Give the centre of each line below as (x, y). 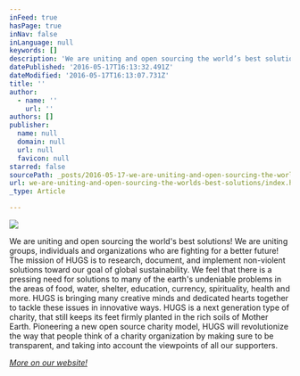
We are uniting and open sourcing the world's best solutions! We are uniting (149, 241)
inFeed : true (33, 17)
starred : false (37, 167)
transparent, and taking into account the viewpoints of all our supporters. (144, 345)
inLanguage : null (42, 42)
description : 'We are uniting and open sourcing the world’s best (135, 59)
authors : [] (31, 117)
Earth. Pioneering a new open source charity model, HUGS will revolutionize (149, 327)
